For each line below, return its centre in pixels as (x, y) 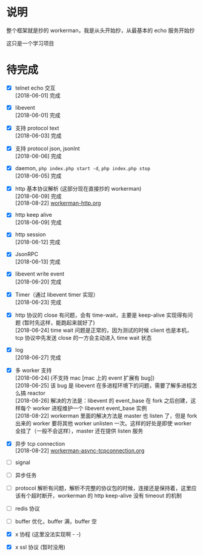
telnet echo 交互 (35, 88)
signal (22, 462)
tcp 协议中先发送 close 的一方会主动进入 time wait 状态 (83, 337)
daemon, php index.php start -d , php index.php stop (82, 168)
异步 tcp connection (40, 443)
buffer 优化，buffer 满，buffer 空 (56, 521)
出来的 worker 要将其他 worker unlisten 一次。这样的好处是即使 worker (103, 423)
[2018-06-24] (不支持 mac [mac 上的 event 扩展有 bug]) (85, 378)
